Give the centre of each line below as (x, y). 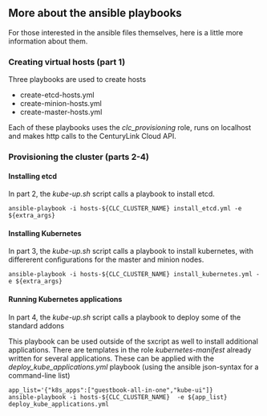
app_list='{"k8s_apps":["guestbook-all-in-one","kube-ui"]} (111, 390)
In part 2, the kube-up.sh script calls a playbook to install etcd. (111, 194)
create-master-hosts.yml (61, 112)
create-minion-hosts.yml (61, 104)
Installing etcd (33, 176)
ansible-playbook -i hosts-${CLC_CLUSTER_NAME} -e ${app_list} (118, 397)
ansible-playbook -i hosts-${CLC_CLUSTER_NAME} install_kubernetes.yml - (134, 275)
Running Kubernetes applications (65, 300)
